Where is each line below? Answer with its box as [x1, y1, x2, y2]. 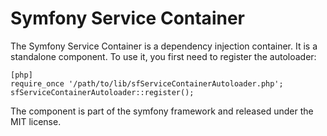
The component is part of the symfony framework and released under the [10, 105, 314, 117]
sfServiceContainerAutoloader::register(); [10, 87, 195, 97]
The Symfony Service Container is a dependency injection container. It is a [10, 40, 318, 52]
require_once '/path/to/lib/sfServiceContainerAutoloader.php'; [10, 78, 284, 89]
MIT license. [10, 115, 62, 127]
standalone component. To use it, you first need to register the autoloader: [10, 50, 317, 62]
